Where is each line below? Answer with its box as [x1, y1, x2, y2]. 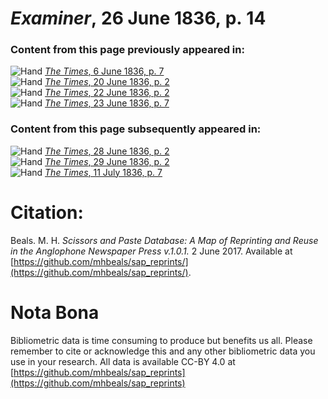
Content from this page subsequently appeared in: [10, 122, 262, 136]
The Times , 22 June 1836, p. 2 [44, 87, 170, 99]
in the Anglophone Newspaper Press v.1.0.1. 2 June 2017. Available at [10, 245, 293, 257]
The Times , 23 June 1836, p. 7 [44, 97, 170, 109]
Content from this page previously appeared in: [10, 43, 245, 57]
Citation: [10, 201, 84, 224]
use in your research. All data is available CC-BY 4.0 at [10, 355, 236, 367]
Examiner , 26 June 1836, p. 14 [10, 7, 267, 30]
